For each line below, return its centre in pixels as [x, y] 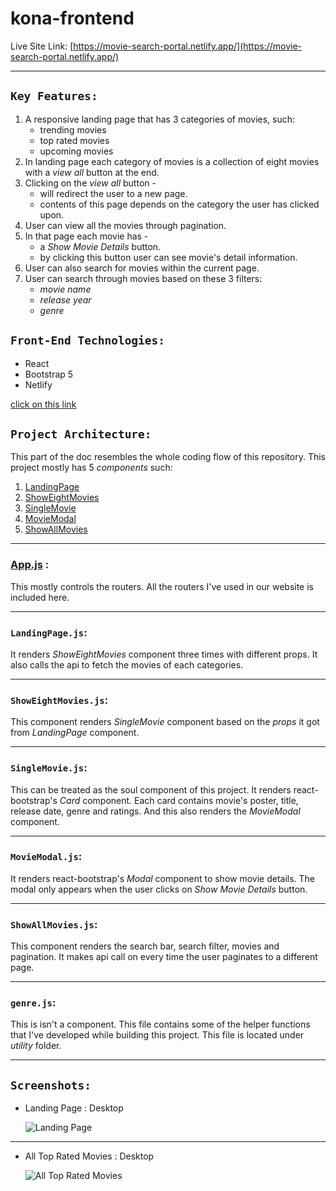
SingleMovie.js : [49, 768]
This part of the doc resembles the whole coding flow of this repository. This [168, 457]
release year [65, 299]
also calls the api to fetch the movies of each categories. [127, 664]
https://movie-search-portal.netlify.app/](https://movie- [188, 46]
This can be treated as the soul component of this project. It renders [151, 789]
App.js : [30, 565]
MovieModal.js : [46, 857]
